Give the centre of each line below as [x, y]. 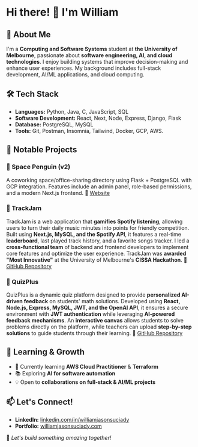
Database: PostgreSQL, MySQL [54, 124]
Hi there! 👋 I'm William [62, 12]
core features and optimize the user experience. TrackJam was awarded [96, 253]
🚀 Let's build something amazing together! [59, 437]
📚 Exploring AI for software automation [65, 373]
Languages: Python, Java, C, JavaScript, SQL [72, 111]
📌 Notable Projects [42, 150]
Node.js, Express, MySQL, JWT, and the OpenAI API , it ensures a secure [97, 308]
